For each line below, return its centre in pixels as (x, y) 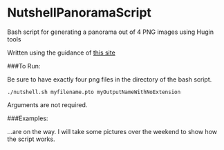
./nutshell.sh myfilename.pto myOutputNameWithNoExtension (94, 92)
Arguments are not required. (47, 104)
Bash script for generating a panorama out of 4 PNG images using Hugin (111, 32)
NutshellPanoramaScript (80, 13)
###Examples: (28, 118)
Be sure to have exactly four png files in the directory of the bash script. (110, 79)
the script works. (31, 139)
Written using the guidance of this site (61, 53)
